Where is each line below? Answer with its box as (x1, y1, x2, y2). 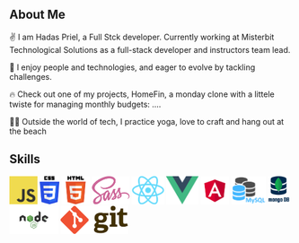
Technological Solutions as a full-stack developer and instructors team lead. (9, 44, 291, 55)
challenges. (9, 71, 52, 82)
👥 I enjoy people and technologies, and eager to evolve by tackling (9, 62, 256, 73)
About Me (9, 7, 66, 22)
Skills (9, 152, 40, 167)
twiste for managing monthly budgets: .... (9, 99, 162, 109)
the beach (9, 126, 47, 136)
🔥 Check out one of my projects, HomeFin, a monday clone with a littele (9, 89, 276, 100)
